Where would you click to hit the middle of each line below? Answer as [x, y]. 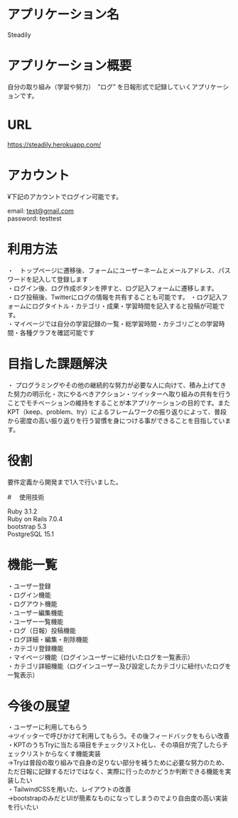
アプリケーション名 [63, 15]
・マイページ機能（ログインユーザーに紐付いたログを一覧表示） [101, 657]
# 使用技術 [26, 497]
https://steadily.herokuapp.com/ [54, 144]
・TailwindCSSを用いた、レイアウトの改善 [69, 790]
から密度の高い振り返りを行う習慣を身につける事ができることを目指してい [116, 420]
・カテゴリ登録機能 [36, 648]
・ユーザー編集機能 [36, 612]
